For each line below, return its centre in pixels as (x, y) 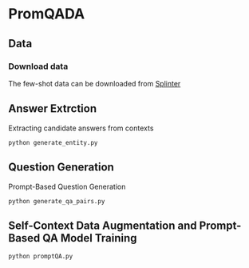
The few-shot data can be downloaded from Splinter (95, 83)
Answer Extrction (53, 109)
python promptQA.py (41, 257)
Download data (38, 66)
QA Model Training (90, 238)
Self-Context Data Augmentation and (103, 225)
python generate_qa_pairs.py (57, 201)
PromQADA (47, 14)
